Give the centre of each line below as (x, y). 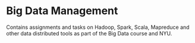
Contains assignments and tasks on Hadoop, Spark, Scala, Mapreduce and (98, 27)
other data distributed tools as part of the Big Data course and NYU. (89, 33)
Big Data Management (62, 11)
